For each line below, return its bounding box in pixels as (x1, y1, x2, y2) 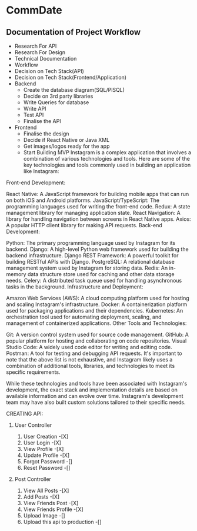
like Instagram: (23, 168, 59, 174)
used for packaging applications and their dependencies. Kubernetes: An (6, 307, 183, 314)
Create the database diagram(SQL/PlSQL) (23, 87, 125, 93)
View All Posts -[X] (23, 487, 69, 494)
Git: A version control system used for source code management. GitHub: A (6, 331, 189, 338)
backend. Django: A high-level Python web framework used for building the (6, 245, 189, 253)
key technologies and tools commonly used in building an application (23, 161, 191, 168)
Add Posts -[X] (23, 493, 60, 500)
